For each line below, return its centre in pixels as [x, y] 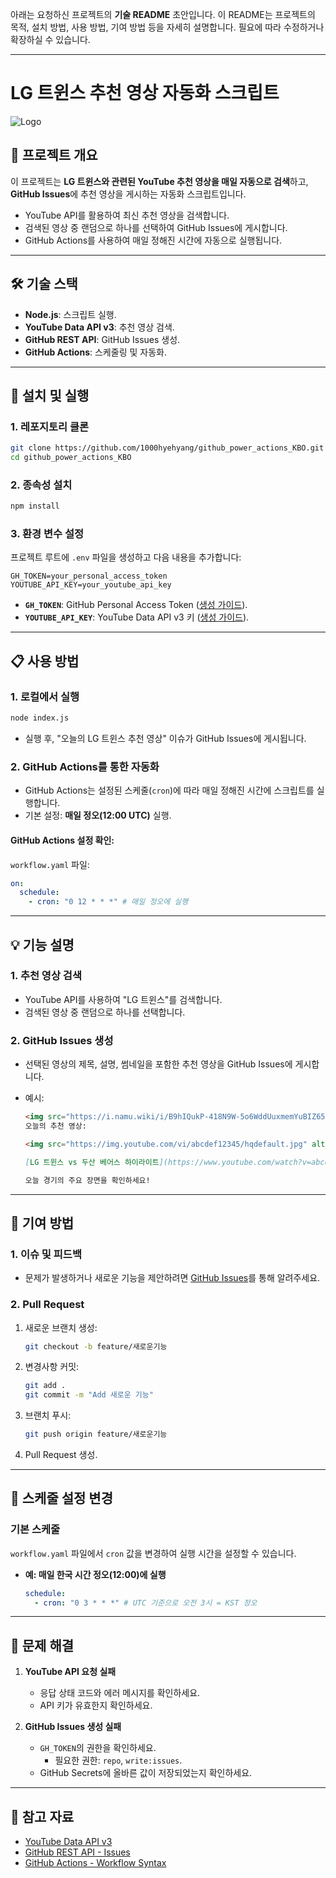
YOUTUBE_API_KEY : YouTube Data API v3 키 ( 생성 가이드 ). [137, 617]
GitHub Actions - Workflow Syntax [95, 1863]
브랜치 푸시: [48, 1415]
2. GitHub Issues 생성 [62, 1040]
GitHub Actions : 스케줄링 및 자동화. [95, 352]
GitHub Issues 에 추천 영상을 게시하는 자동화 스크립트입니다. [128, 194]
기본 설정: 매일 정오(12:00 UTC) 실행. [98, 815]
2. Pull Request [47, 1305]
